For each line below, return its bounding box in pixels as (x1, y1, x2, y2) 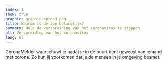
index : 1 (5, 7, 24, 12)
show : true (5, 12, 28, 17)
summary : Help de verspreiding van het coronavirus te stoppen (5, 26, 140, 31)
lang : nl (5, 35, 24, 40)
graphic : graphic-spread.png (5, 16, 66, 21)
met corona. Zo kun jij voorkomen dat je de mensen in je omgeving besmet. (5, 54, 161, 60)
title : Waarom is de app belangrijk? (5, 21, 84, 26)
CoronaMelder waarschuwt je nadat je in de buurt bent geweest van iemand (5, 48, 162, 55)
